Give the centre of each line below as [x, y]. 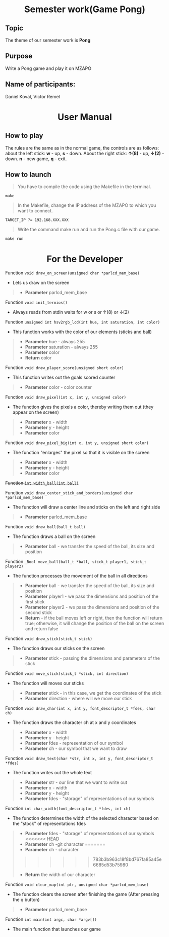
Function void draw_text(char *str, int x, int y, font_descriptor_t [79, 759]
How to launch [28, 175]
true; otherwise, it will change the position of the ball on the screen [95, 623]
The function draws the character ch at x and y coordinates [74, 723]
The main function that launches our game [57, 929]
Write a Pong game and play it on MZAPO [48, 68]
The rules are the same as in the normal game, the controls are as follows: [82, 148]
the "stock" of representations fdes [49, 824]
